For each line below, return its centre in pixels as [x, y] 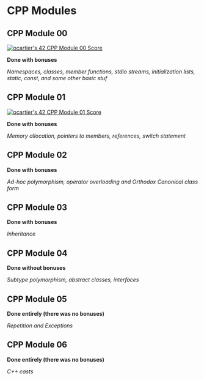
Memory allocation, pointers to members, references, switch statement [96, 136]
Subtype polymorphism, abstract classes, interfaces [73, 280]
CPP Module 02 [37, 155]
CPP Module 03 [37, 208]
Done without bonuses [36, 268]
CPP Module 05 [37, 299]
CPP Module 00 [37, 33]
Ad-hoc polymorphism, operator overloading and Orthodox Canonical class [102, 182]
